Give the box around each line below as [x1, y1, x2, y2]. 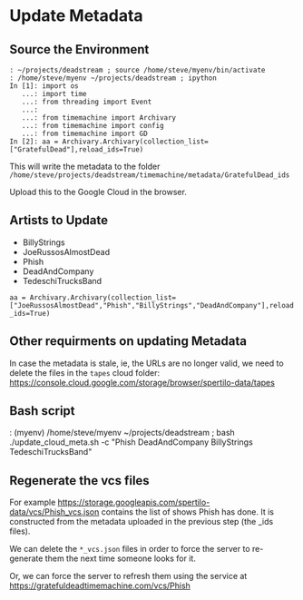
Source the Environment [9, 42, 150, 57]
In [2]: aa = [9, 137, 59, 146]
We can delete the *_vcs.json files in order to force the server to [9, 544, 251, 555]
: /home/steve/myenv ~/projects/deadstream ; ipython [9, 74, 218, 83]
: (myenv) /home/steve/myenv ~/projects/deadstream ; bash [9, 428, 236, 438]
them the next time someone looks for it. [44, 553, 197, 564]
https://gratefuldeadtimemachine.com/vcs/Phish [9, 580, 191, 591]
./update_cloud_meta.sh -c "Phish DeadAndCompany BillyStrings [9, 437, 254, 448]
